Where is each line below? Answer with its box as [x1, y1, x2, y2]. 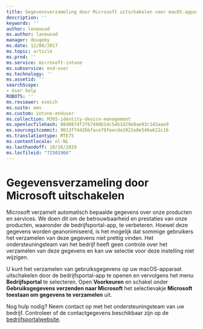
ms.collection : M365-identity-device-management [6, 116, 131, 122]
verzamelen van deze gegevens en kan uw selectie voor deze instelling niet [6, 247, 195, 254]
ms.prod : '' [6, 54, 36, 60]
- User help [6, 88, 36, 94]
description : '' [6, 15, 47, 21]
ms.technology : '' [6, 71, 53, 77]
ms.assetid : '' [6, 76, 45, 82]
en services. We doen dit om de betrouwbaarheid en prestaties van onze [6, 215, 187, 222]
